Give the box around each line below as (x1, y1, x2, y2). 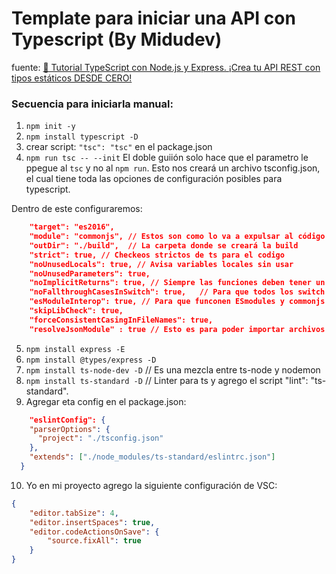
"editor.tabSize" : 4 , (29, 508, 119, 518)
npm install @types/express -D (25, 355, 157, 365)
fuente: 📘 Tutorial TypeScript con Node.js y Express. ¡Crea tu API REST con (11, 61, 321, 73)
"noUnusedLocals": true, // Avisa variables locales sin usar (29, 259, 294, 269)
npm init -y (25, 122, 76, 132)
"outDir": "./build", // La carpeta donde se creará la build (29, 240, 299, 251)
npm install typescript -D (25, 132, 139, 142)
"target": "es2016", (29, 222, 115, 232)
